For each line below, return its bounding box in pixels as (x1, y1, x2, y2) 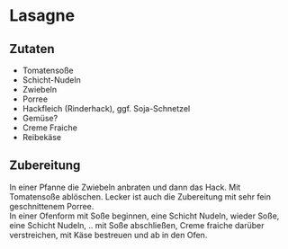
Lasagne (9, 5, 75, 26)
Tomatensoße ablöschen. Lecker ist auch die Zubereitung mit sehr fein (9, 191, 272, 202)
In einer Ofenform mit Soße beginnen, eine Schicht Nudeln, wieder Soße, (9, 210, 280, 221)
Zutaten (9, 41, 56, 57)
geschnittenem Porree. (9, 200, 94, 211)
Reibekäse (22, 132, 61, 142)
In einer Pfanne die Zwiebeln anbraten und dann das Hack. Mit (9, 182, 241, 192)
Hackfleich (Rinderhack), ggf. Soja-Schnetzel (22, 103, 191, 113)
